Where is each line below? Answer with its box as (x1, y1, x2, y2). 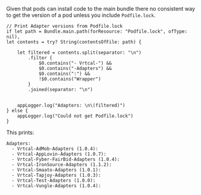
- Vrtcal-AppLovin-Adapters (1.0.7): (11, 151, 107, 157)
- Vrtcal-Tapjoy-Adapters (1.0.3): (11, 172, 101, 178)
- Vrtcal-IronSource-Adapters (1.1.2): (11, 162, 112, 168)
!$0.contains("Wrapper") (38, 76, 101, 82)
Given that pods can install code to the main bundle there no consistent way (6, 5, 196, 12)
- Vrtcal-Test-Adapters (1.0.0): (11, 177, 96, 184)
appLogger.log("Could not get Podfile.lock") (17, 113, 134, 119)
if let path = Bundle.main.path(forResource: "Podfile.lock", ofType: (6, 28, 188, 34)
